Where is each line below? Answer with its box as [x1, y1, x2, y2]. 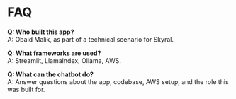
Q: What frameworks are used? [7, 49, 101, 57]
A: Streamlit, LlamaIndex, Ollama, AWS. [7, 56, 122, 64]
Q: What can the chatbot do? [7, 70, 94, 78]
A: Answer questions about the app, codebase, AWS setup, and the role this [7, 77, 229, 86]
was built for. [7, 85, 45, 93]
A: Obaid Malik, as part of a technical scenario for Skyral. [7, 35, 174, 43]
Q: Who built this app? [7, 28, 74, 36]
